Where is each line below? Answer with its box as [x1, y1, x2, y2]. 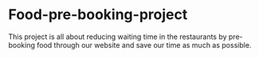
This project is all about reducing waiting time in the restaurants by [8, 32, 227, 41]
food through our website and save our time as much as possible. [37, 40, 252, 49]
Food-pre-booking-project [8, 6, 188, 24]
